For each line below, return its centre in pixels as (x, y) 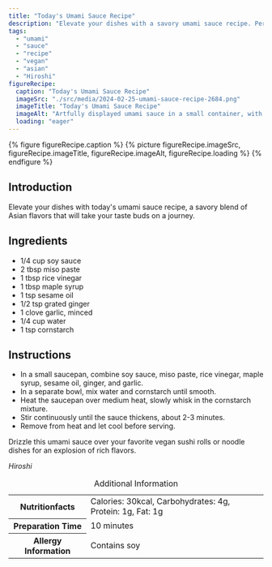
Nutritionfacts (47, 507)
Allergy (48, 540)
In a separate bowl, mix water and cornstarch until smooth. (118, 392)
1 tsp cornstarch (47, 329)
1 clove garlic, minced (56, 312)
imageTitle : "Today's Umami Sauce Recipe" (88, 106)
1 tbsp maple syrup (52, 286)
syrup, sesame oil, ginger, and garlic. (82, 383)
